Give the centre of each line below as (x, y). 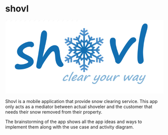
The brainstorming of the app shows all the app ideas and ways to (74, 122)
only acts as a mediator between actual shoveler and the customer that (79, 107)
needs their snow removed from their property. (54, 112)
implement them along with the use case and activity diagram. (70, 127)
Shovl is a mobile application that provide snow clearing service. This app (81, 101)
